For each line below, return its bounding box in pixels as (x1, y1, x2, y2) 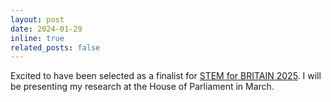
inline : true (10, 33, 65, 43)
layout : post (10, 14, 65, 25)
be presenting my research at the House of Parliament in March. (10, 81, 275, 93)
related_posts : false (10, 42, 101, 53)
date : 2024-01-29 (10, 24, 83, 34)
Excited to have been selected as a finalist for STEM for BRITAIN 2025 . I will (10, 70, 322, 82)
